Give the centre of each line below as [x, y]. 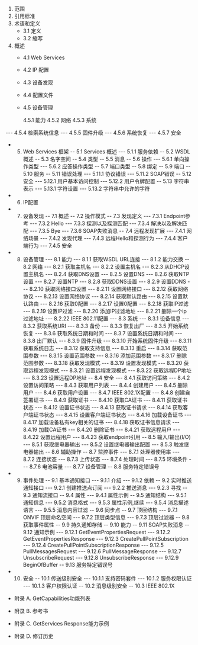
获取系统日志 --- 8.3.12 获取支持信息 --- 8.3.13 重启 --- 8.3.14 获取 [103, 348]
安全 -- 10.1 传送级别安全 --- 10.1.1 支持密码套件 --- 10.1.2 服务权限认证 [107, 578]
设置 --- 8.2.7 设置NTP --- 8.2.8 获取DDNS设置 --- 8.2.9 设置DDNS [105, 281]
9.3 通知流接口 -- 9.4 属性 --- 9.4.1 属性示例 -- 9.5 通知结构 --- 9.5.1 [105, 495]
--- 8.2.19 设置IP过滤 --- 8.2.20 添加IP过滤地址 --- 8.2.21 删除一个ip [105, 311]
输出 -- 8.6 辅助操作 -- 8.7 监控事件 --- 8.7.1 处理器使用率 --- [107, 452]
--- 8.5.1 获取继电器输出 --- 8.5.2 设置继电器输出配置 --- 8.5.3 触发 [103, 444]
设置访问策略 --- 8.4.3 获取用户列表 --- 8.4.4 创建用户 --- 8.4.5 [100, 385]
